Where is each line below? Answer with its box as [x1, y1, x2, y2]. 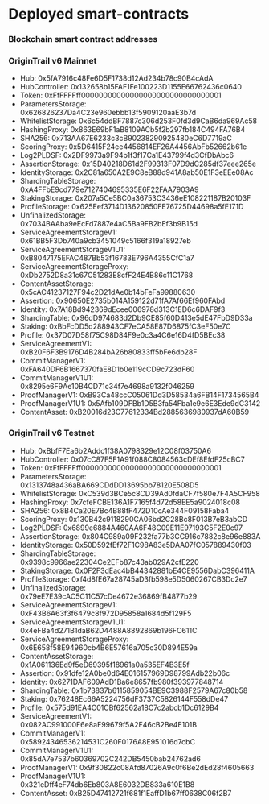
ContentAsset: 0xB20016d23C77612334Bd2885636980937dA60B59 [19, 408, 250, 417]
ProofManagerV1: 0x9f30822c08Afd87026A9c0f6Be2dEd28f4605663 [19, 762, 255, 772]
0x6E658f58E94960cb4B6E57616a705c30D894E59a [19, 642, 198, 653]
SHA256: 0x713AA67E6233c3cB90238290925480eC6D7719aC [19, 134, 233, 143]
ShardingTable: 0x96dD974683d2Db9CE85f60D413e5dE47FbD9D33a [19, 313, 253, 323]
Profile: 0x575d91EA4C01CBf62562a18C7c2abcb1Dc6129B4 [19, 702, 219, 712]
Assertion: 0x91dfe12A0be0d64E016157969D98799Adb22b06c [19, 668, 230, 678]
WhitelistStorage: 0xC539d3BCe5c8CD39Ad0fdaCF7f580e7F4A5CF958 [19, 488, 261, 498]
